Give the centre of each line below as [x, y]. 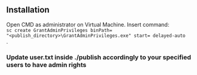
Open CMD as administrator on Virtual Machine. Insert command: [88, 24]
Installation [28, 10]
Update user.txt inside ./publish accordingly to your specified [99, 57]
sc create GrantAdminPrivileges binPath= [59, 30]
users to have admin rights [46, 65]
